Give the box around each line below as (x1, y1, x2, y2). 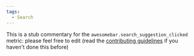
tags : (6, 8, 20, 15)
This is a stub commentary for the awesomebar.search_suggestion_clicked (6, 30, 188, 38)
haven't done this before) (6, 43, 69, 51)
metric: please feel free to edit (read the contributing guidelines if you (6, 37, 178, 44)
